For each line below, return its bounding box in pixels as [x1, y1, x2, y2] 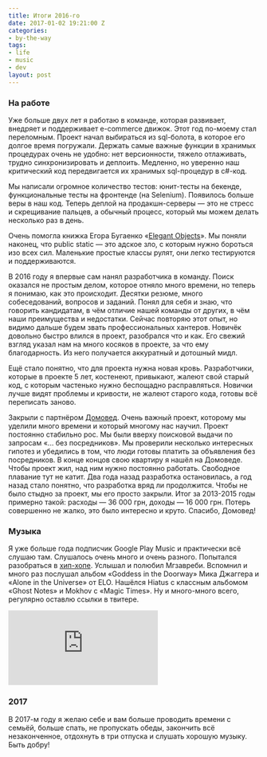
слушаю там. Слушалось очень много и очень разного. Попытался [8, 552, 238, 562]
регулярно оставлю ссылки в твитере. [8, 594, 139, 604]
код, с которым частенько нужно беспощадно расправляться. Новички [8, 380, 253, 390]
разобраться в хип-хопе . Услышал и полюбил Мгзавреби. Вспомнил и [8, 561, 248, 571]
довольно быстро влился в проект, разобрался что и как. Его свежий [8, 331, 245, 340]
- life [8, 49, 30, 57]
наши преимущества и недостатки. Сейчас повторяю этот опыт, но [8, 314, 238, 324]
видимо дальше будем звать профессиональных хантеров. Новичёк [8, 322, 241, 331]
